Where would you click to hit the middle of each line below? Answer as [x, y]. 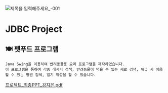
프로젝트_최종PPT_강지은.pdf [34, 85]
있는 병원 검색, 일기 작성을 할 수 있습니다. [56, 75]
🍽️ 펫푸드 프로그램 [32, 49]
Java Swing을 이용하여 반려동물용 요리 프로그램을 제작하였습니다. [65, 64]
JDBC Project [34, 29]
